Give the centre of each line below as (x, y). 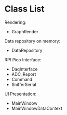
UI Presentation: (20, 94)
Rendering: (15, 22)
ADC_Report (24, 74)
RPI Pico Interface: (23, 59)
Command (22, 79)
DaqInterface (25, 69)
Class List (24, 9)
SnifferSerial (24, 84)
